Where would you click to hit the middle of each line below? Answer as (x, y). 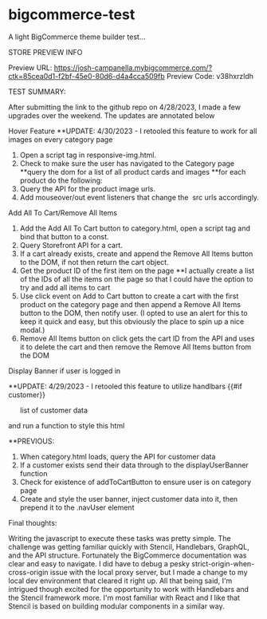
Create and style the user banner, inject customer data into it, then (129, 499)
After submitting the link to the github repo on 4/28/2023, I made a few (125, 107)
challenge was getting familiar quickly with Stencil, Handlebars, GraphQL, (129, 546)
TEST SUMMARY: (37, 91)
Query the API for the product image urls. (87, 188)
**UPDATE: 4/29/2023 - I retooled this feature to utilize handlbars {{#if (126, 386)
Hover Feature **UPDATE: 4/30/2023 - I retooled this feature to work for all (133, 131)
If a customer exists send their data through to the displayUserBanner (134, 465)
